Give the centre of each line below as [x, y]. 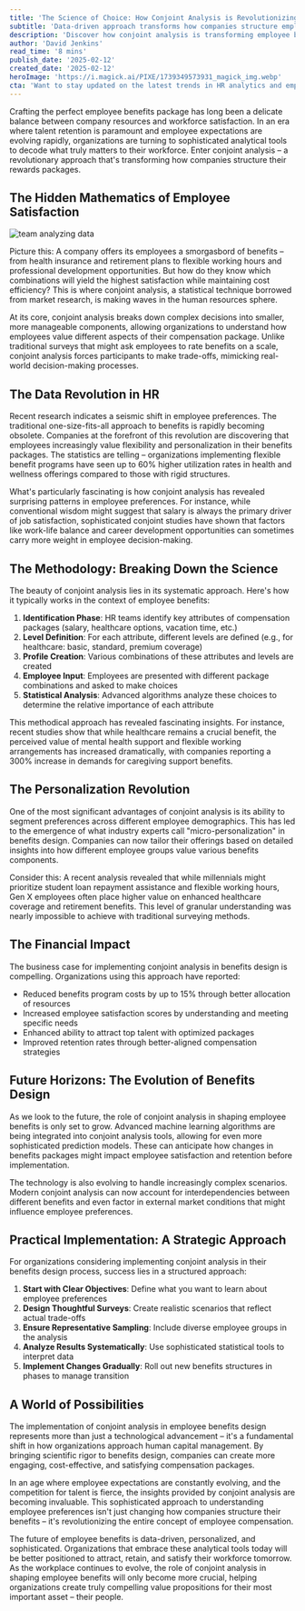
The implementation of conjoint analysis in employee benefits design [138, 1426]
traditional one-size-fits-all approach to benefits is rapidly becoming [137, 426]
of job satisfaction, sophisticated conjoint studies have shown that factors [148, 521]
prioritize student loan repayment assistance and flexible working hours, [144, 886]
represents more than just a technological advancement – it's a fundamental [152, 1436]
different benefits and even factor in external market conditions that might [148, 1202]
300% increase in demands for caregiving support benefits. [121, 761]
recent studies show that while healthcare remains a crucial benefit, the [143, 732]
